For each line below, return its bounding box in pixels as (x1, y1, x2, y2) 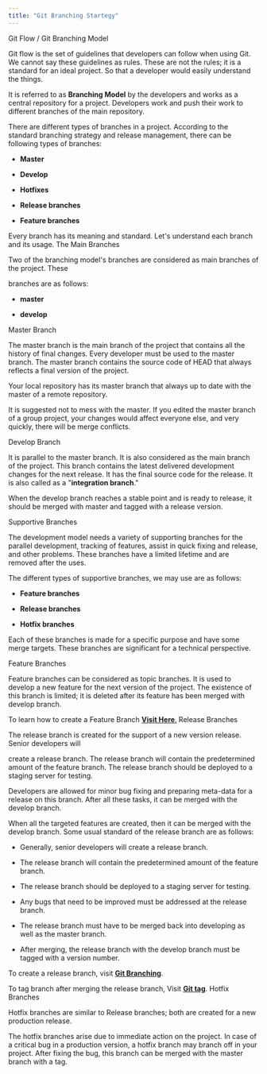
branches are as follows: (8, 279, 89, 288)
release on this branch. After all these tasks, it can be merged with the (8, 794, 238, 804)
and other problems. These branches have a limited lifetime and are (8, 549, 230, 558)
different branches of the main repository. (8, 106, 145, 116)
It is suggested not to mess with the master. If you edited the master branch (8, 404, 256, 414)
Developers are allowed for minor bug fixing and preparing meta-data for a (8, 786, 253, 795)
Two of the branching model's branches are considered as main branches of (8, 255, 259, 265)
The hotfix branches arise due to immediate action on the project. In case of (8, 1031, 257, 1041)
